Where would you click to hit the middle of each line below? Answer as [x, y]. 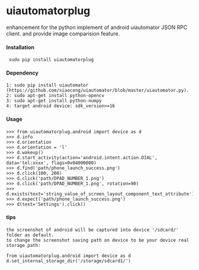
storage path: [24, 245]
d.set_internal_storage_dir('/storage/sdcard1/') [69, 261]
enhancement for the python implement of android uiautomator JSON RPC [97, 27]
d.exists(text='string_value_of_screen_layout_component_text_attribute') [100, 194]
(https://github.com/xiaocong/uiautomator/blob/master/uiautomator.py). [98, 91]
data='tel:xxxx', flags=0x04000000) [51, 163]
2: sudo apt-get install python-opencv [55, 96]
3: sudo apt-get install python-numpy [54, 101]
